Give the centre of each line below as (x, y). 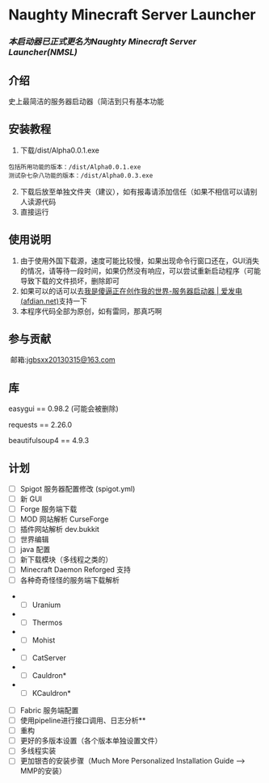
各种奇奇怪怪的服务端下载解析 (69, 580)
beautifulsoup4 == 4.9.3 (49, 441)
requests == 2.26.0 (40, 425)
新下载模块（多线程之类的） (66, 559)
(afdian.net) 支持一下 (53, 301)
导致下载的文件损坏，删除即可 (69, 281)
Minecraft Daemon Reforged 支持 (76, 570)
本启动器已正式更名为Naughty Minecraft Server (102, 42)
